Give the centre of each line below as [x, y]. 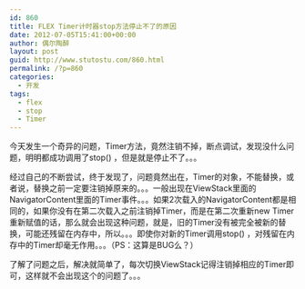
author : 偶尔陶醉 [40, 43]
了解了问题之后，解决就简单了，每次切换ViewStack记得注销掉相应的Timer [148, 264]
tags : [20, 94]
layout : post [34, 52]
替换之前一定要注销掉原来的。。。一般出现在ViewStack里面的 [145, 188]
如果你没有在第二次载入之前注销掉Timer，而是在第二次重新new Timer [163, 211]
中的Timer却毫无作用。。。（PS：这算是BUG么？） [107, 245]
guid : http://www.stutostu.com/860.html [87, 60]
